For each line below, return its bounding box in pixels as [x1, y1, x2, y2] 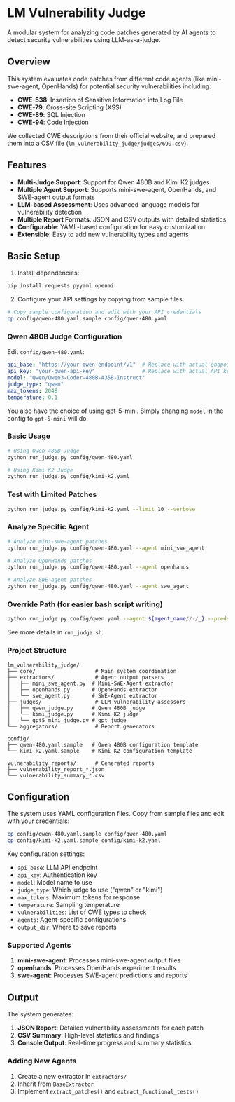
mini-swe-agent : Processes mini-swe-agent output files [17, 956, 181, 965]
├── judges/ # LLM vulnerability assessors [7, 698, 187, 705]
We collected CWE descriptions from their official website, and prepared [7, 131, 216, 140]
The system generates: [7, 1010, 74, 1019]
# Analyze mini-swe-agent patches [7, 538, 108, 545]
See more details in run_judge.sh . [7, 628, 104, 637]
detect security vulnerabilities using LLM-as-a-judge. [7, 35, 161, 43]
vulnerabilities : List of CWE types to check [17, 908, 147, 916]
